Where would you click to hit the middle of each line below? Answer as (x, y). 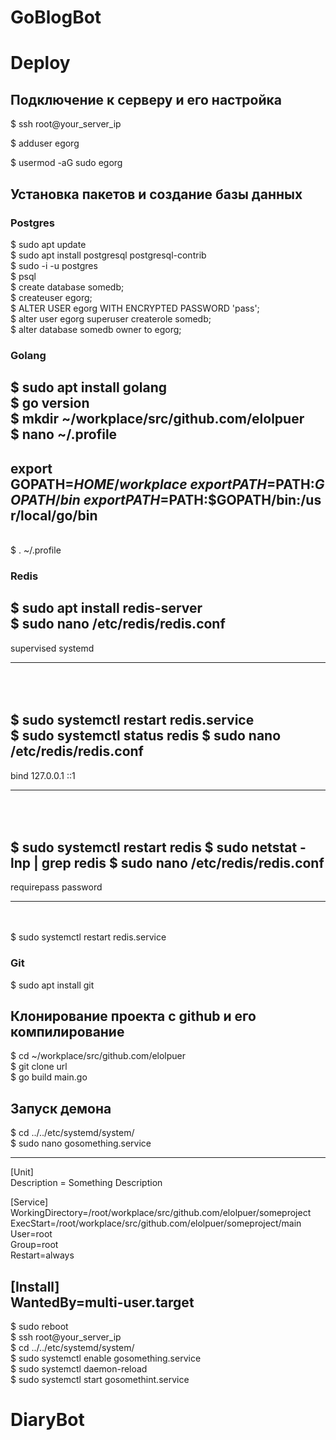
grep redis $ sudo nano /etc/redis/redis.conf (183, 862)
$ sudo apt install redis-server (106, 608)
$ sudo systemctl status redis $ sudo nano (146, 736)
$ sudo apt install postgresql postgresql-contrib (108, 255)
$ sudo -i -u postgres (54, 265)
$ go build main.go (49, 1077)
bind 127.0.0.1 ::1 (43, 775)
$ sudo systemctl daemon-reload (79, 1369)
